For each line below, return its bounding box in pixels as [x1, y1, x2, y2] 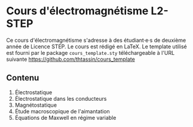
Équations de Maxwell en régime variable [14, 114, 117, 121]
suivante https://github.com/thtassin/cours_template [6, 55, 136, 63]
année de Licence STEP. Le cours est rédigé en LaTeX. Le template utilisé [6, 43, 187, 50]
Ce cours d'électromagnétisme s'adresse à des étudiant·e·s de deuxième [6, 36, 186, 44]
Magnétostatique [14, 101, 57, 109]
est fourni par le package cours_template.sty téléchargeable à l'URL [6, 49, 175, 56]
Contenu [6, 73, 39, 83]
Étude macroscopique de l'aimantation [14, 107, 111, 114]
